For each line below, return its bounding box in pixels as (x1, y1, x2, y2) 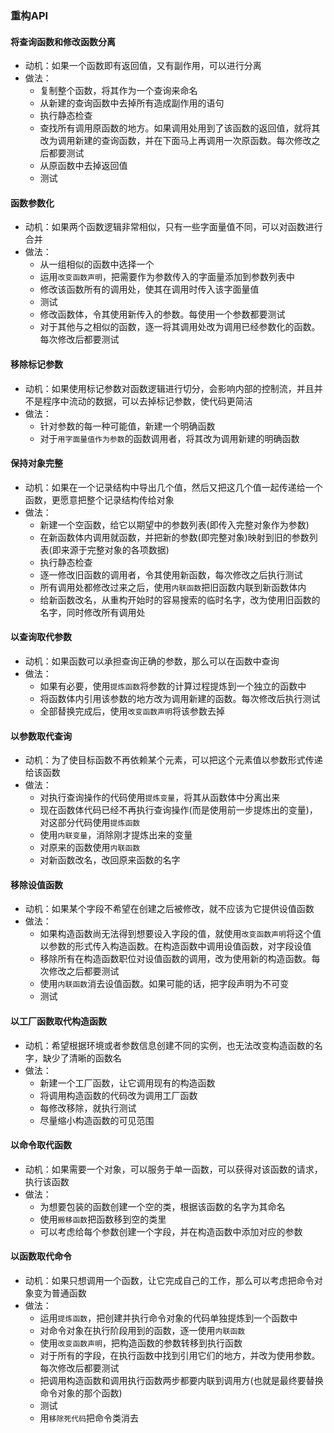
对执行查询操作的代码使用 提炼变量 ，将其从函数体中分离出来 (39, 792, 281, 804)
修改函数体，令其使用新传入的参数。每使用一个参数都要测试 (39, 308, 286, 321)
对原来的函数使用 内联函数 (39, 842, 141, 854)
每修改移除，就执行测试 (39, 1102, 137, 1114)
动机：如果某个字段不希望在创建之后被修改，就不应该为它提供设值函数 (24, 903, 315, 915)
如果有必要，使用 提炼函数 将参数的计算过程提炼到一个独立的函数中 (39, 680, 307, 692)
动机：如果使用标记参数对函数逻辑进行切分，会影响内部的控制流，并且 (24, 382, 315, 394)
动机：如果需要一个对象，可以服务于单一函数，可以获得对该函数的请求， (24, 1163, 323, 1175)
